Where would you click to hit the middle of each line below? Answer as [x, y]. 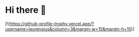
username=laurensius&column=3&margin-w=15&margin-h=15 [68, 29]
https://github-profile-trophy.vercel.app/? [52, 24]
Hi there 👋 [26, 10]
